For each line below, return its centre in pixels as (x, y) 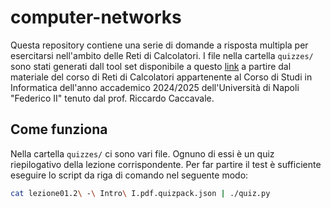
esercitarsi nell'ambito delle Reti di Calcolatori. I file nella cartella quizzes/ (162, 55)
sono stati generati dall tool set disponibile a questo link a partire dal (151, 66)
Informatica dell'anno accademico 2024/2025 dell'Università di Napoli (155, 87)
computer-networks (96, 17)
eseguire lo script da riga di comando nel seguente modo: (129, 175)
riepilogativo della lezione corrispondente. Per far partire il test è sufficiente (166, 164)
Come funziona (59, 129)
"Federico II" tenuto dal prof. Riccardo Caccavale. (112, 98)
